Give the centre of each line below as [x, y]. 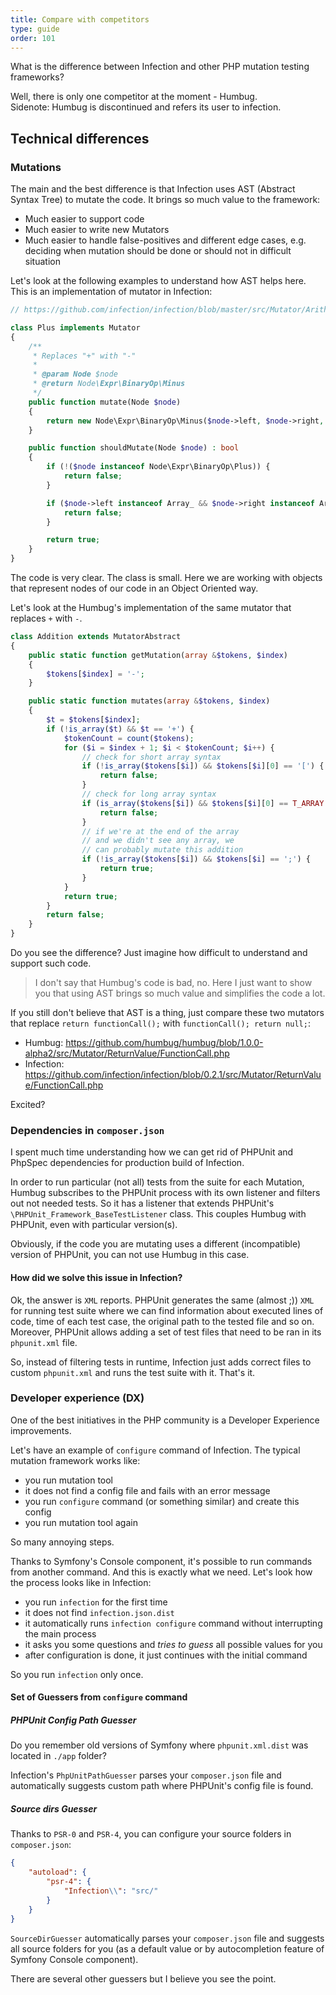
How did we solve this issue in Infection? [96, 1277]
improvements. [41, 1430]
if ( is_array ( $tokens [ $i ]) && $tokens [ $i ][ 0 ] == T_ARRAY [203, 803]
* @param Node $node [75, 374]
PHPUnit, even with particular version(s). [94, 1225]
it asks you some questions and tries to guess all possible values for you [173, 1644]
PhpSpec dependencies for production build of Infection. [127, 1163]
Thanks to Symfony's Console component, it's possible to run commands [161, 1561]
